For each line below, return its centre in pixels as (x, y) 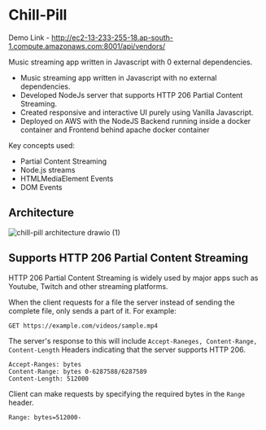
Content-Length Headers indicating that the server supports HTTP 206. (127, 349)
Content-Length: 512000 (49, 379)
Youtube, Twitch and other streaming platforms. (88, 286)
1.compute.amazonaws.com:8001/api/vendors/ (87, 46)
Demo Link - (29, 37)
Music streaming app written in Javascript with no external (118, 77)
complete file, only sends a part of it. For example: (92, 310)
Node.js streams (48, 169)
